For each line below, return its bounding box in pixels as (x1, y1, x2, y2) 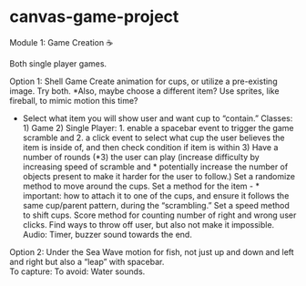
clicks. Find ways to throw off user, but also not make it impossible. (22, 219, 275, 230)
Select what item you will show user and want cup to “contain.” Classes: (22, 112, 293, 124)
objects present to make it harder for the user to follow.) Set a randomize (22, 170, 296, 181)
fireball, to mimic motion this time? (9, 95, 138, 106)
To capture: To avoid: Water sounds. (9, 266, 146, 277)
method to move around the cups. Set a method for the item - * (22, 180, 260, 191)
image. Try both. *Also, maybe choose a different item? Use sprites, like (9, 85, 280, 97)
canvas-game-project (9, 6, 179, 27)
